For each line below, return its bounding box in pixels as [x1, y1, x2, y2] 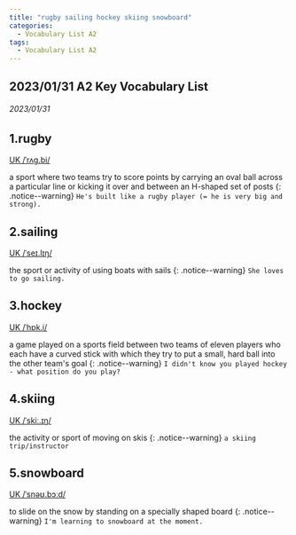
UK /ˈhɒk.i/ [9, 321, 48, 333]
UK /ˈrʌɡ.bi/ [9, 154, 51, 165]
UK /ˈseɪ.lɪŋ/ [9, 248, 53, 258]
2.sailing [9, 224, 58, 240]
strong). [9, 201, 42, 209]
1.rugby [9, 130, 52, 146]
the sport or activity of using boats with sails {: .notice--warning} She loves [9, 264, 284, 275]
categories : [9, 21, 53, 30]
